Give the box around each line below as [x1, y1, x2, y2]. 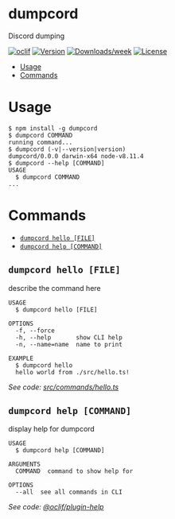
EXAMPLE [8, 354, 34, 362]
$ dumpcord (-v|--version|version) [8, 145, 126, 153]
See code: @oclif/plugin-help [8, 502, 104, 512]
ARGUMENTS [8, 460, 41, 469]
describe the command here [8, 283, 101, 292]
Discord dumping [8, 31, 65, 41]
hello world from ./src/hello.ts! [15, 368, 130, 376]
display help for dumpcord [8, 424, 95, 434]
